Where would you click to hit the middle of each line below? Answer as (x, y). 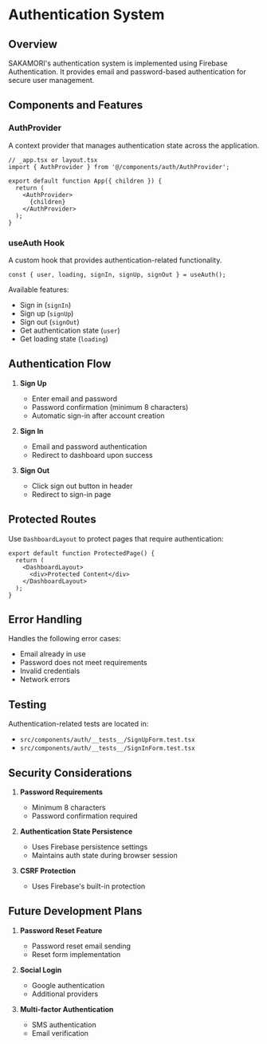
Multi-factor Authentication (67, 1009)
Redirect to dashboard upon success (92, 455)
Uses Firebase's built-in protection (88, 886)
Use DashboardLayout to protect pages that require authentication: (116, 538)
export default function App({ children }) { (85, 181)
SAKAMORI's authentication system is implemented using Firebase (118, 63)
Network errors (45, 680)
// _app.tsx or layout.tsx (53, 160)
